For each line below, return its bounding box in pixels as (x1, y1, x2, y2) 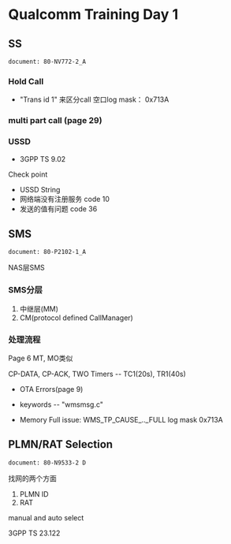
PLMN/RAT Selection (8, 438, 113, 451)
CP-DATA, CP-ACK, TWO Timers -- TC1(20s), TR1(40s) (8, 369, 187, 378)
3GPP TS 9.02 (19, 154, 66, 163)
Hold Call (8, 76, 44, 87)
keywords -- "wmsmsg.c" (19, 400, 104, 409)
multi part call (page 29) (8, 115, 102, 126)
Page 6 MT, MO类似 (8, 353, 73, 363)
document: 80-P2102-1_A (8, 248, 87, 256)
